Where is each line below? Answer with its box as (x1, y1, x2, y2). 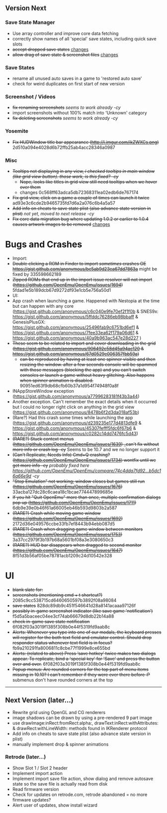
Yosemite (5, 127, 29, 134)
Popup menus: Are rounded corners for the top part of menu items (12, 666, 149, 672)
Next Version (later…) (5, 696, 74, 705)
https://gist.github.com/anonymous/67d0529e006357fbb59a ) (12, 351, 140, 357)
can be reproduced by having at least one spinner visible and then (19, 356, 156, 362)
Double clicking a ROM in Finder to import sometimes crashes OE (12, 260, 147, 266)
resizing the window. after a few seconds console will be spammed (19, 361, 158, 367)
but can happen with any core (12, 303, 74, 309)
